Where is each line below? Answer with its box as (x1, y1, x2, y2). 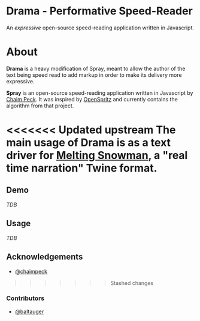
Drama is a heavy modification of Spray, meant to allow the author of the (6, 65, 186, 72)
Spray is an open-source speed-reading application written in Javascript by (6, 89, 193, 97)
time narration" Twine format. (6, 161, 157, 175)
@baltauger (14, 308, 44, 315)
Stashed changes (110, 279, 154, 286)
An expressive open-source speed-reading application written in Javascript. (6, 24, 195, 31)
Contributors (6, 294, 45, 302)
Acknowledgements (6, 252, 83, 262)
